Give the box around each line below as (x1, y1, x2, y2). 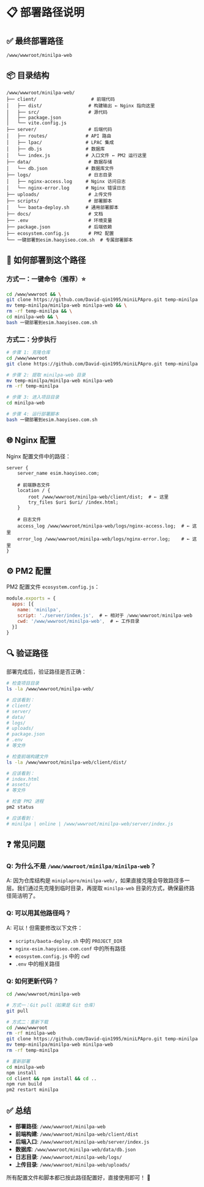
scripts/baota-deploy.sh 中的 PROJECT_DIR (15, 937, 123, 944)
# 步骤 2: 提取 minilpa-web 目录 (6, 371, 86, 378)
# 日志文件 (17, 516, 42, 523)
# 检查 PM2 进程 (6, 798, 44, 805)
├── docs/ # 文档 (6, 210, 103, 217)
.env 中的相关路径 (15, 960, 60, 967)
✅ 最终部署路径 (6, 35, 64, 46)
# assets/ (6, 781, 32, 788)
